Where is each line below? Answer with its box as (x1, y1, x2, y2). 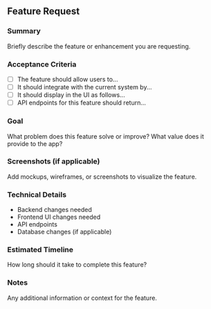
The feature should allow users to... (17, 75, 118, 83)
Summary (7, 26, 42, 36)
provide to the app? (7, 139, 63, 148)
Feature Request (7, 6, 80, 17)
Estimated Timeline (7, 245, 74, 255)
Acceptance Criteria (7, 59, 77, 69)
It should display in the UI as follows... (17, 91, 126, 99)
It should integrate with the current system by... (17, 83, 152, 91)
